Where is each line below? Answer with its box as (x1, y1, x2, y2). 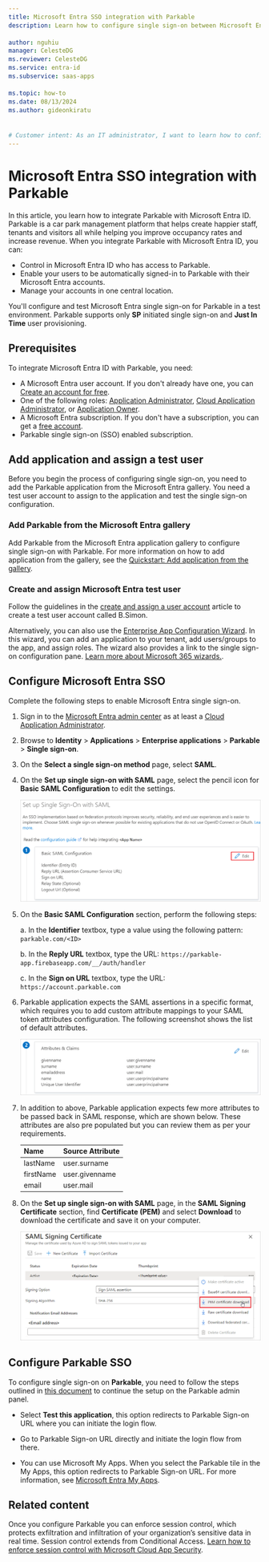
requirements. (19, 1128, 66, 1138)
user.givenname (62, 1169, 116, 1179)
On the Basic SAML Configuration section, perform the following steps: (19, 909, 258, 919)
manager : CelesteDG (8, 47, 74, 55)
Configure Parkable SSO (8, 1356, 132, 1369)
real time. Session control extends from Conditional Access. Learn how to (8, 1536, 251, 1546)
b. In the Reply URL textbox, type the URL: (19, 949, 160, 959)
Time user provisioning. (8, 318, 86, 328)
